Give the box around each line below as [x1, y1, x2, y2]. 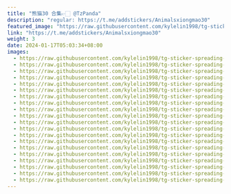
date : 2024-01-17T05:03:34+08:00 [7, 42, 103, 49]
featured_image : [7, 23, 54, 30]
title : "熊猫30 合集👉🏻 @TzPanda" [7, 10, 102, 17]
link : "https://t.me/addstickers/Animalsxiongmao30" [7, 29, 162, 36]
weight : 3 [7, 36, 36, 43]
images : [7, 49, 30, 56]
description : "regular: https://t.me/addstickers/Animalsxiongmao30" [7, 17, 211, 23]
